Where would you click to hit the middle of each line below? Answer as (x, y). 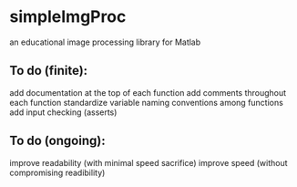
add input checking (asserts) (63, 112)
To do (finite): (49, 71)
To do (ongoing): (58, 141)
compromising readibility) (57, 172)
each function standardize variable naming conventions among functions (147, 102)
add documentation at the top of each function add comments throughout (148, 92)
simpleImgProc (68, 17)
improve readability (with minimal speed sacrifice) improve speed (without (149, 162)
